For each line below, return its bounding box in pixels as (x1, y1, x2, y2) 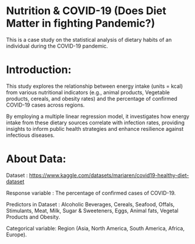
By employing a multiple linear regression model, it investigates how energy (6, 113, 190, 120)
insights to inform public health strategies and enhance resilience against (6, 125, 184, 132)
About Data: (6, 152, 67, 166)
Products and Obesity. (6, 213, 60, 220)
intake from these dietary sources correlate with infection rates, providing (6, 119, 185, 126)
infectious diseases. (6, 131, 55, 139)
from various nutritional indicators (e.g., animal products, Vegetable (6, 88, 170, 95)
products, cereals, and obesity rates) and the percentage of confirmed (6, 95, 178, 102)
